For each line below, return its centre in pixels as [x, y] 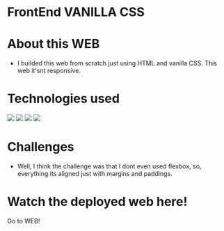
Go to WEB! [24, 221]
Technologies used [64, 99]
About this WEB [54, 44]
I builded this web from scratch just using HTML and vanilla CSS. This [117, 63]
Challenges [41, 147]
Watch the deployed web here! [97, 202]
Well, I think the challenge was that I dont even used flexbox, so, [109, 166]
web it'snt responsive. [49, 71]
